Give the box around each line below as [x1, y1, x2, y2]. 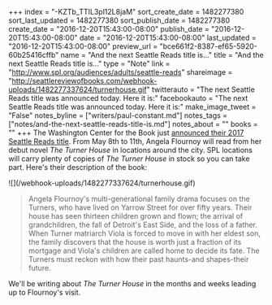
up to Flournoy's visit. [8, 288, 81, 297]
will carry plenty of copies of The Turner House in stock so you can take [8, 154, 250, 163]
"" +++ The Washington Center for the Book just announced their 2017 [8, 128, 244, 137]
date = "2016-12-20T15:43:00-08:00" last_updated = [79, 33, 257, 42]
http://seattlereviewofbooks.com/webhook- [11, 76, 158, 85]
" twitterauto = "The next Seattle [146, 85, 256, 94]
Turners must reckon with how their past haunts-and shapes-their [28, 255, 249, 264]
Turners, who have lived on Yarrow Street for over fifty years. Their [28, 203, 253, 212]
